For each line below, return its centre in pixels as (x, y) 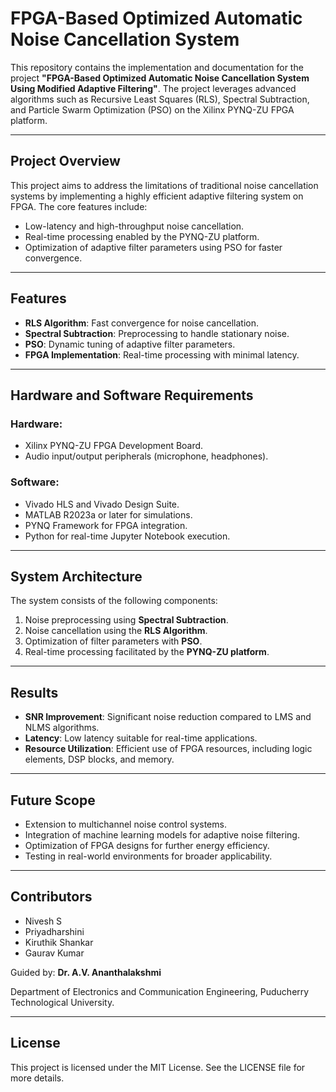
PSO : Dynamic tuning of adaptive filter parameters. (130, 344)
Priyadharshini (54, 931)
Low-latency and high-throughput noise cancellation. (134, 226)
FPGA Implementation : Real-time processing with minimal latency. (162, 354)
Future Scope (53, 800)
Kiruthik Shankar (59, 942)
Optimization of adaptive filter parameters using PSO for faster (153, 247)
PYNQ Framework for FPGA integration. (106, 525)
